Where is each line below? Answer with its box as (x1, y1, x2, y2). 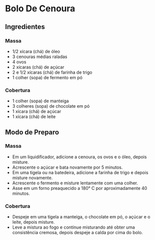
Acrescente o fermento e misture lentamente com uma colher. (12, 180, 138, 186)
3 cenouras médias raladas (12, 54, 67, 60)
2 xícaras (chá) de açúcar (12, 64, 64, 70)
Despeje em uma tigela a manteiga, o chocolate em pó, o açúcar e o (12, 214, 151, 220)
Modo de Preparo (5, 128, 59, 136)
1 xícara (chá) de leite (12, 114, 56, 120)
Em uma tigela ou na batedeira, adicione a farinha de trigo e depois (12, 169, 149, 175)
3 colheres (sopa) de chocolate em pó (12, 103, 90, 109)
